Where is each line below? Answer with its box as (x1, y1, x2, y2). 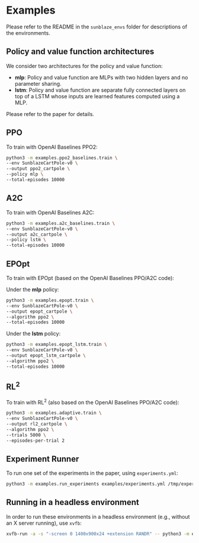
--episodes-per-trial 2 (6, 438, 65, 444)
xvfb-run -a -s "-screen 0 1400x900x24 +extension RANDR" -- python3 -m (6, 531, 190, 536)
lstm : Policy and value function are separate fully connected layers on (14, 86, 186, 94)
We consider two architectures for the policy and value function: (6, 62, 163, 69)
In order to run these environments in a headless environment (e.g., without (6, 513, 190, 520)
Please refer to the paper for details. (6, 110, 95, 117)
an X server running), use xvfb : (6, 519, 82, 526)
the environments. (6, 29, 50, 36)
